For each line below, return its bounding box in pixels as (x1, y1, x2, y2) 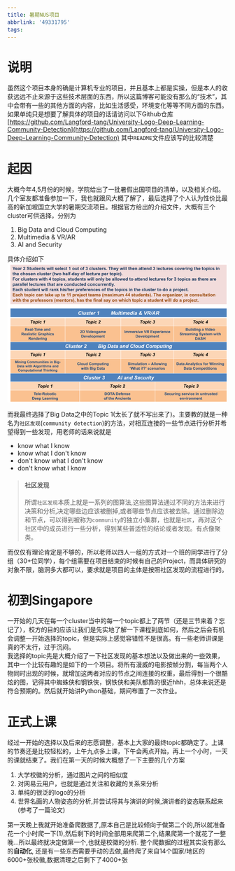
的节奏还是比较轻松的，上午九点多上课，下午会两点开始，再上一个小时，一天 (7, 747, 228, 755)
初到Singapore (7, 592, 93, 608)
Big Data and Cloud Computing (17, 225, 107, 234)
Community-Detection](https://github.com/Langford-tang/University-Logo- (7, 125, 224, 134)
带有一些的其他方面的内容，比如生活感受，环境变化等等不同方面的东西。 (19, 102, 228, 110)
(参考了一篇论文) (17, 806, 66, 814)
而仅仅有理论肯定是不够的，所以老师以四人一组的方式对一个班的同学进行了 (7, 548, 222, 556)
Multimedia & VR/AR (17, 233, 76, 242)
